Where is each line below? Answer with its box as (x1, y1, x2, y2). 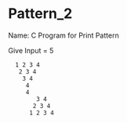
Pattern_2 (8, 5, 73, 23)
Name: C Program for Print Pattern (8, 31, 119, 40)
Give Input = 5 (8, 45, 54, 55)
